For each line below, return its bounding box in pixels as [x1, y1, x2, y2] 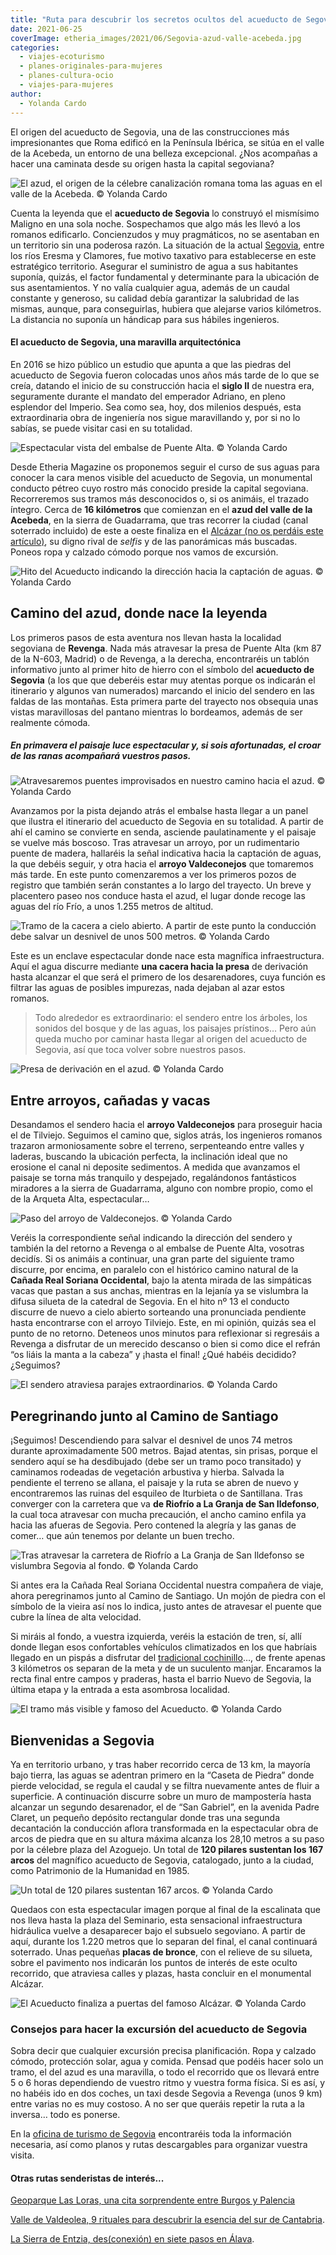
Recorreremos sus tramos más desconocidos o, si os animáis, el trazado [10, 492, 310, 505]
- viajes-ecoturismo [19, 52, 105, 62]
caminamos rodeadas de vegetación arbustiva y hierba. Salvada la [10, 1466, 285, 1478]
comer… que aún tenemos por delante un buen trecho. [10, 1530, 235, 1542]
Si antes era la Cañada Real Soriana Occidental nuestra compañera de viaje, [10, 1579, 324, 1591]
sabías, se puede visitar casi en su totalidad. [10, 422, 193, 434]
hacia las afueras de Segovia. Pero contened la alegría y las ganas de [10, 1519, 297, 1531]
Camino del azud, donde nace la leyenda [10, 605, 268, 622]
